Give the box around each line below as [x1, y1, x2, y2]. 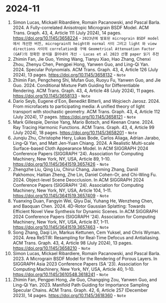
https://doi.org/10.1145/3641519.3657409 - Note [12, 192, 109, 198]
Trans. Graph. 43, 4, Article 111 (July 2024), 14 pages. [12, 30, 122, 36]
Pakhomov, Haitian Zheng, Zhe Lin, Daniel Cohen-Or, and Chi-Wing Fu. [12, 172, 157, 177]
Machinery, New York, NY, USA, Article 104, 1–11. [12, 187, 112, 193]
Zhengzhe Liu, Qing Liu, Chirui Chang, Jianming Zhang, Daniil [12, 166, 138, 172]
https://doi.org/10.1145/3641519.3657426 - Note [12, 161, 109, 167]
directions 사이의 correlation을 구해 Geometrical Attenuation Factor [12, 46, 155, 51]
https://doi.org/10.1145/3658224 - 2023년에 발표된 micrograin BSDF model [12, 35, 160, 41]
